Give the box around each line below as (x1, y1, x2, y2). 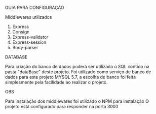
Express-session (12, 39, 47, 45)
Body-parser (12, 45, 39, 50)
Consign (12, 29, 30, 34)
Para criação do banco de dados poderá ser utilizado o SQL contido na (5, 64, 150, 69)
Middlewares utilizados (5, 14, 52, 20)
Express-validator (12, 34, 48, 40)
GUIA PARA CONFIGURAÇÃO (5, 5, 64, 10)
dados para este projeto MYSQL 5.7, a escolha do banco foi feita (5, 74, 136, 80)
